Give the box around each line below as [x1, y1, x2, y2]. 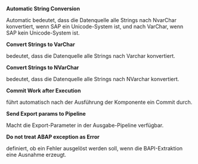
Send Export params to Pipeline [6, 110, 86, 117]
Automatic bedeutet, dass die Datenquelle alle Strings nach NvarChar [6, 17, 177, 23]
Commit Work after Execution [6, 87, 81, 94]
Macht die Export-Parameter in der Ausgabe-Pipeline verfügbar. [6, 122, 164, 129]
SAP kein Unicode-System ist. [6, 29, 80, 36]
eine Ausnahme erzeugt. [6, 151, 67, 158]
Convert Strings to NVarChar [6, 64, 79, 71]
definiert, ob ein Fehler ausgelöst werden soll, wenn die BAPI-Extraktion [6, 145, 183, 151]
